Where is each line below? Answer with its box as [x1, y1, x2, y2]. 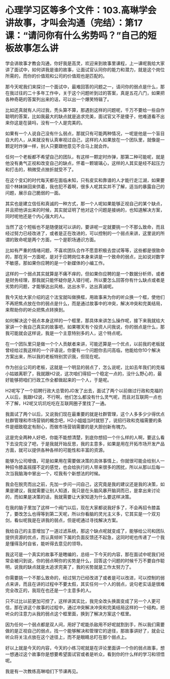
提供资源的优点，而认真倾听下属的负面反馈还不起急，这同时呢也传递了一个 [5, 534, 160, 540]
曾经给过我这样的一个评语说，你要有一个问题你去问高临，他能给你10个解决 [5, 347, 161, 353]
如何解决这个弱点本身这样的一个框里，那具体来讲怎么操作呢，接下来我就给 [5, 317, 160, 324]
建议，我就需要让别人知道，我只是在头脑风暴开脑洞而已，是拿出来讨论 [14, 487, 160, 493]
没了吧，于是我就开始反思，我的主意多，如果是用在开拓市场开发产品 [22, 440, 165, 446]
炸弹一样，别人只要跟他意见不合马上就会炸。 [18, 143, 112, 149]
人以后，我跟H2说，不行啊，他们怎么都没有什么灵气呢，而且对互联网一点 [5, 394, 158, 400]
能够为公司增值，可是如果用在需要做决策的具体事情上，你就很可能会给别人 [5, 458, 160, 464]
